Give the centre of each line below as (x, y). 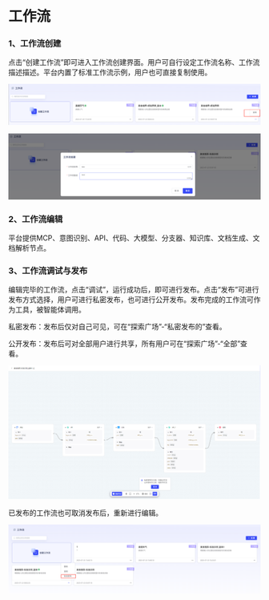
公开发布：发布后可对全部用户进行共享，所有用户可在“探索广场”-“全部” (124, 344)
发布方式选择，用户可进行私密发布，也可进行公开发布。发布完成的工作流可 (131, 300)
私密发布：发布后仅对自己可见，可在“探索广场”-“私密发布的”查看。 (117, 327)
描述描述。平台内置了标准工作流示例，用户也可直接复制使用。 (110, 72)
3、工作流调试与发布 (48, 271)
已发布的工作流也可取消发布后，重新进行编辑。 (85, 513)
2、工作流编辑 (36, 219)
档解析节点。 (29, 248)
